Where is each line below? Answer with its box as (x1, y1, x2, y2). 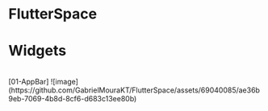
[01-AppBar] (8, 77, 49, 87)
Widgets (8, 42, 67, 60)
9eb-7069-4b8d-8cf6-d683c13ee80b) (8, 94, 137, 104)
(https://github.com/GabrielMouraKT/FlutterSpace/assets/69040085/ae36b (8, 85, 261, 95)
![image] (50, 77, 79, 87)
